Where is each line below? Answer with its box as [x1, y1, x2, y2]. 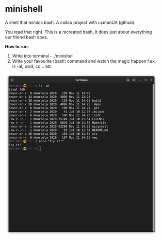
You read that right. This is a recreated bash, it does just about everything [5, 29, 152, 35]
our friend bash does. [5, 34, 49, 40]
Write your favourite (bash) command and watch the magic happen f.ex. [12, 58, 156, 64]
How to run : [5, 43, 29, 49]
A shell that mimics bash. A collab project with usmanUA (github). [5, 19, 136, 25]
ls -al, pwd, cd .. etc [12, 63, 52, 69]
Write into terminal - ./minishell [12, 53, 74, 59]
